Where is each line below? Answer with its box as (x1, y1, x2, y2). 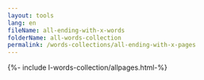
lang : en (7, 19, 37, 27)
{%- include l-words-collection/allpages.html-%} (7, 63, 168, 72)
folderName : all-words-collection (7, 33, 122, 42)
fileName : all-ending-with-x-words (7, 26, 125, 34)
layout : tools (7, 11, 55, 20)
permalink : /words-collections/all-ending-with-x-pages (7, 41, 196, 49)
